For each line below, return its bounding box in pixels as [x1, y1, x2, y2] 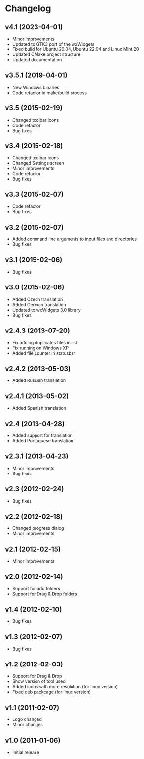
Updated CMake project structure [12, 51, 81, 57]
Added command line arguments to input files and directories [12, 236, 137, 242]
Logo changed [12, 716, 42, 722]
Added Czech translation [12, 296, 63, 302]
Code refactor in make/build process [12, 90, 87, 95]
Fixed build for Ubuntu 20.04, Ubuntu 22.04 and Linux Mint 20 [12, 47, 139, 52]
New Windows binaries [12, 84, 60, 90]
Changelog [5, 3, 51, 14]
